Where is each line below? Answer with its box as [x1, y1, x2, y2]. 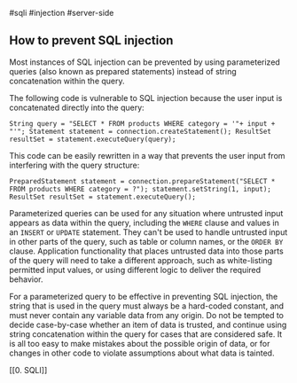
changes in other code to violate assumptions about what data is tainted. [9, 348, 275, 358]
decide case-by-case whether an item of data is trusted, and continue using [9, 319, 287, 330]
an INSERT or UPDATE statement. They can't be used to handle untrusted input [9, 226, 288, 238]
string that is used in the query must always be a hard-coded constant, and [9, 301, 285, 311]
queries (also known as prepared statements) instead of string [9, 66, 237, 76]
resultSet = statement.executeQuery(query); [9, 135, 176, 144]
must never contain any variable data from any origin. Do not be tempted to [9, 309, 284, 320]
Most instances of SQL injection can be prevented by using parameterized [9, 57, 281, 67]
